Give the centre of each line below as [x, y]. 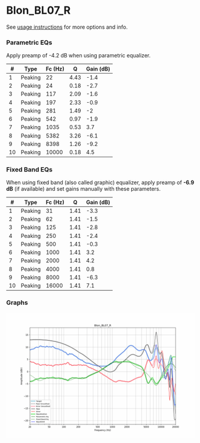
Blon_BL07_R [39, 10]
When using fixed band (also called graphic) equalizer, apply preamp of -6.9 [100, 182]
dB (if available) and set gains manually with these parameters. [84, 189]
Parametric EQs [29, 42]
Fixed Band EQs [29, 169]
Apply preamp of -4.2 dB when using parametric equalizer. [79, 56]
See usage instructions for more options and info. [67, 27]
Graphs [17, 303]
